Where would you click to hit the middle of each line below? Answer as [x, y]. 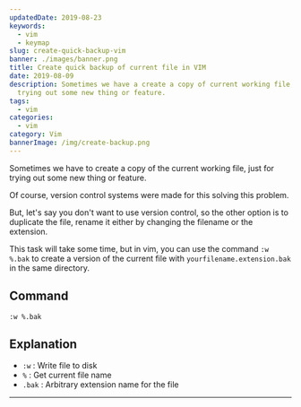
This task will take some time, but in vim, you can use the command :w [139, 248]
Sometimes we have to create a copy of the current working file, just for [142, 168]
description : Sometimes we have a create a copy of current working [140, 84]
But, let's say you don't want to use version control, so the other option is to [149, 212]
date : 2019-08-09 [42, 76]
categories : [31, 117]
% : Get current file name [67, 375]
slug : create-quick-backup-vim [68, 51]
